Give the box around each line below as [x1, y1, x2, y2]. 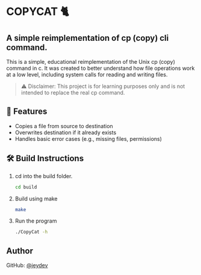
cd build [14, 184, 37, 190]
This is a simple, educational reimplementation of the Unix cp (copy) [6, 58, 176, 65]
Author [6, 246, 33, 256]
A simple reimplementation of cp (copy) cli [6, 32, 169, 43]
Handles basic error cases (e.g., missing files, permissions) [14, 135, 162, 142]
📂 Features [6, 107, 48, 117]
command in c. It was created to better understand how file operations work [6, 64, 195, 72]
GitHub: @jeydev [6, 262, 48, 269]
